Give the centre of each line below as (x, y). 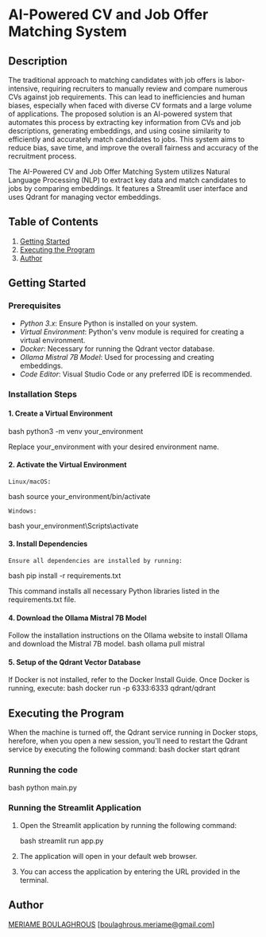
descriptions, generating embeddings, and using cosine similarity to (119, 131)
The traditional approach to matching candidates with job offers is (116, 80)
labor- (235, 80)
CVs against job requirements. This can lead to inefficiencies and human (127, 97)
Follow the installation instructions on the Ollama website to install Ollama (128, 635)
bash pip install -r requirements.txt (65, 576)
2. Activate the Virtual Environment (67, 465)
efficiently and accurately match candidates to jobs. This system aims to (126, 139)
